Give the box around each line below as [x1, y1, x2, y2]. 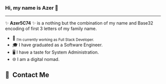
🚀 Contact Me [5, 71, 49, 79]
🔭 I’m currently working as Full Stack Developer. [12, 35, 94, 42]
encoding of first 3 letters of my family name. [5, 26, 97, 31]
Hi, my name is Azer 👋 [5, 4, 58, 11]
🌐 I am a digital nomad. [12, 56, 60, 62]
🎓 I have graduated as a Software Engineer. [12, 42, 103, 48]
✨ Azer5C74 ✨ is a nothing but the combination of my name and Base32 [5, 20, 154, 26]
